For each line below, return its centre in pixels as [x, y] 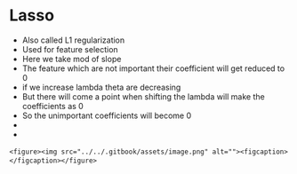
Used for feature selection [70, 49]
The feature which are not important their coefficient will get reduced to [153, 68]
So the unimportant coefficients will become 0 [107, 115]
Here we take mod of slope [72, 59]
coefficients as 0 [53, 106]
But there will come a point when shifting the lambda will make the [143, 96]
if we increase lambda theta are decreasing [101, 87]
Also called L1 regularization [73, 40]
